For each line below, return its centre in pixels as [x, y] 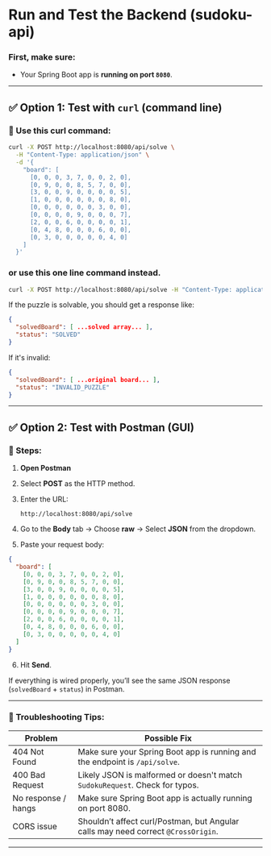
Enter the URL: [44, 499]
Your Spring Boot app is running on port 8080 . [96, 75]
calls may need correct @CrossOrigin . [148, 831]
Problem [41, 738]
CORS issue [35, 826]
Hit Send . [36, 665]
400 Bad [29, 775]
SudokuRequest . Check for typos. [138, 785]
